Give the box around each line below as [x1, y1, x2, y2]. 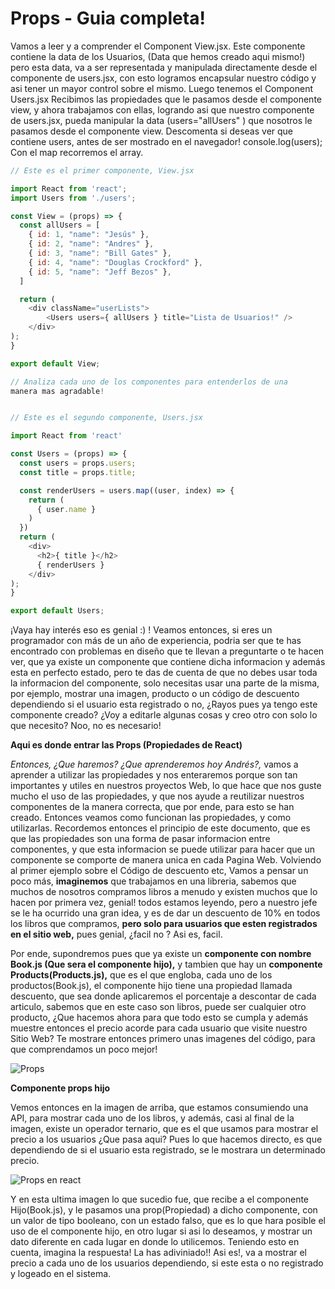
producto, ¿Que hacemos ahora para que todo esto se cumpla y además [10, 1012, 309, 1024]
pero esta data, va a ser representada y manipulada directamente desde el [10, 61, 318, 73]
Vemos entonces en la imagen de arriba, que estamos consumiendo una [10, 1102, 309, 1114]
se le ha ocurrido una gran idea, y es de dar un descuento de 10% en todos [10, 907, 321, 919]
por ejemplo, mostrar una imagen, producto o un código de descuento [10, 688, 300, 700]
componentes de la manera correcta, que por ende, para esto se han [10, 801, 295, 813]
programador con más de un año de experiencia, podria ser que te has [10, 635, 302, 647]
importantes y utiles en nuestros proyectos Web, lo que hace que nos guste [10, 780, 322, 792]
